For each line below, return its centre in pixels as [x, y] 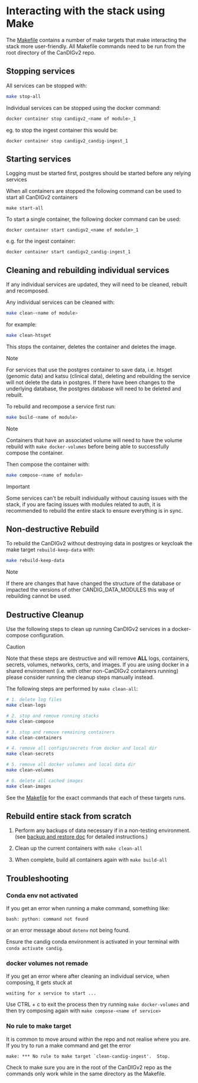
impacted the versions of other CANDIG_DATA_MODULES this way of [90, 590]
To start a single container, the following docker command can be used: [93, 219]
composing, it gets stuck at [39, 983]
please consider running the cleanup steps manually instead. [80, 677]
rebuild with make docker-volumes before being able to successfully [88, 446]
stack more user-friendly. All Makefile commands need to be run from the [95, 46]
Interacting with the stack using [86, 11]
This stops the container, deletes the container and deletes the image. [91, 347]
